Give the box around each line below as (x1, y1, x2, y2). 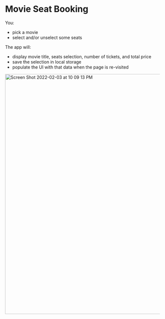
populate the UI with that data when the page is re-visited (12, 64, 129, 70)
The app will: (5, 44, 31, 50)
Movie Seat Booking (5, 3, 88, 15)
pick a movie (12, 29, 38, 35)
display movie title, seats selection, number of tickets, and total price (12, 53, 151, 60)
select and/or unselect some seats (12, 35, 82, 40)
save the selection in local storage (12, 59, 82, 65)
